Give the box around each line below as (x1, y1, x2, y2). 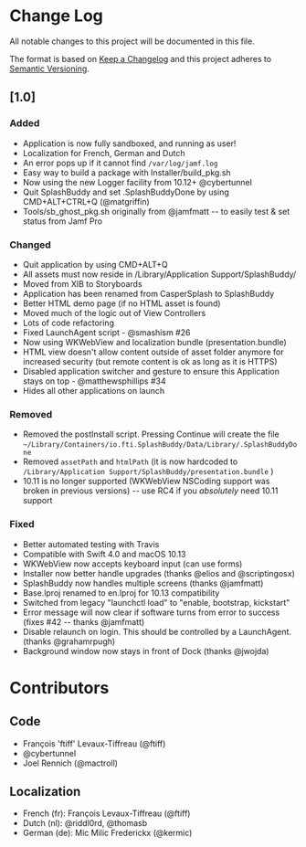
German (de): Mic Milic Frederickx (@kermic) (22, 828, 193, 839)
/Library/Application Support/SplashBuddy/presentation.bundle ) (22, 466, 274, 477)
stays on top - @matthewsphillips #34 (22, 376, 166, 386)
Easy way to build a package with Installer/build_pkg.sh (22, 166, 231, 178)
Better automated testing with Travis (22, 538, 160, 549)
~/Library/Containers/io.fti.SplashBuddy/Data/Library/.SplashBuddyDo (22, 440, 298, 450)
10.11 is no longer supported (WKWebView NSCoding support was (22, 476, 270, 487)
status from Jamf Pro (22, 216, 103, 227)
